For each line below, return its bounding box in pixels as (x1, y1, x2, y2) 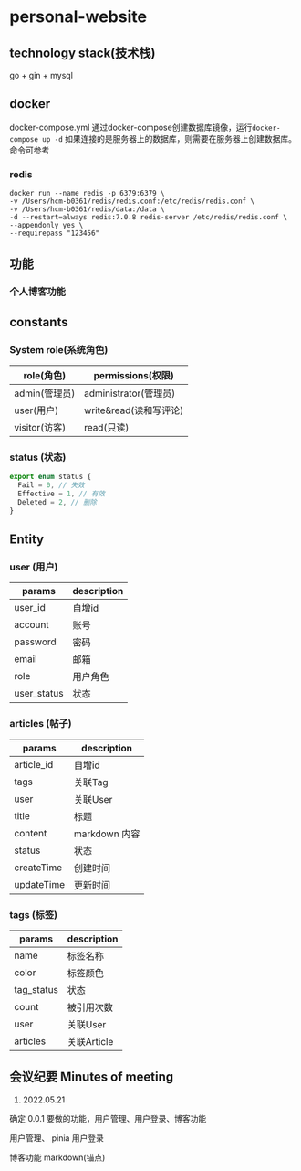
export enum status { (9, 473, 92, 482)
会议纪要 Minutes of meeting (9, 1070, 174, 1085)
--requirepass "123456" (9, 229, 100, 239)
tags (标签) (9, 908, 57, 921)
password (14, 635, 57, 648)
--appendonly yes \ (9, 221, 84, 230)
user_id (14, 601, 46, 614)
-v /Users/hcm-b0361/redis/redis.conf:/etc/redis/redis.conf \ (9, 197, 255, 207)
